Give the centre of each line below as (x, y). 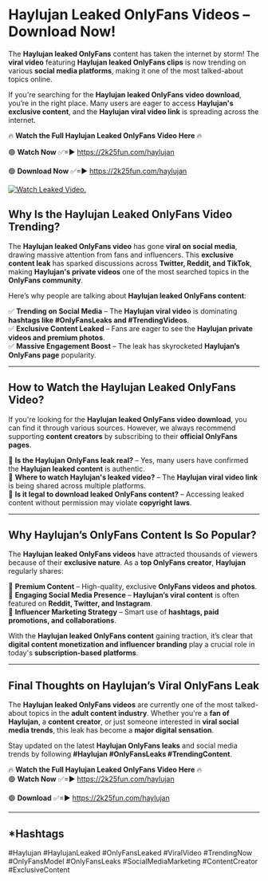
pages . (20, 444)
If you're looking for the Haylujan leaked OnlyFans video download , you (128, 419)
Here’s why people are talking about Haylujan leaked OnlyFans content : (127, 295)
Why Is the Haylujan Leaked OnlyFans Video (120, 214)
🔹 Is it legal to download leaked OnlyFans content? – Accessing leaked (126, 494)
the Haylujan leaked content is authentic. (77, 468)
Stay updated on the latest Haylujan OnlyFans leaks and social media (123, 746)
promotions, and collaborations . (63, 621)
